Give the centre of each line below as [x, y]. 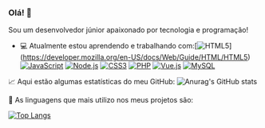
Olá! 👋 [20, 13]
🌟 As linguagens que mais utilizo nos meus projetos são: [101, 100]
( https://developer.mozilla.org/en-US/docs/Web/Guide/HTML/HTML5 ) [135, 57]
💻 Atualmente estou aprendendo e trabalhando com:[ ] [126, 46]
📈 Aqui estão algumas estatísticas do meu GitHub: [92, 82]
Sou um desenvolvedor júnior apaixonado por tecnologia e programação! [129, 30]
